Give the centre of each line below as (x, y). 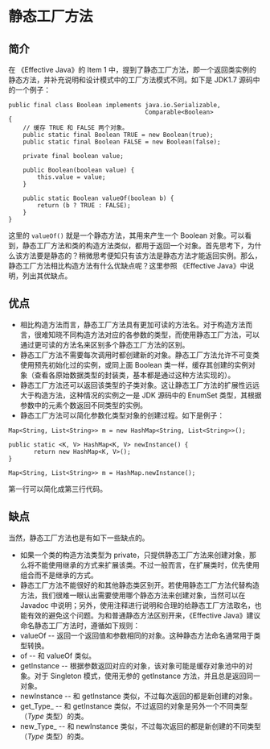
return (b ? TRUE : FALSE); (84, 206)
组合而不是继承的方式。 (59, 575)
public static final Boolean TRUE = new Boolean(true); (119, 135)
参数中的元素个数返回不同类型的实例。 (83, 405)
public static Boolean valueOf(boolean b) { (98, 198)
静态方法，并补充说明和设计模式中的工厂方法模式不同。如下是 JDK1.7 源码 (131, 80)
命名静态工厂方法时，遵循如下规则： (80, 625)
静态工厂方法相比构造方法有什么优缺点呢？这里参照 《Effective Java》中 (128, 266)
